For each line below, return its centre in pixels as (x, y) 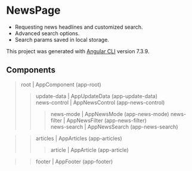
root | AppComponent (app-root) (61, 84)
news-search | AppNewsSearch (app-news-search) (114, 127)
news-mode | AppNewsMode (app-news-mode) (110, 114)
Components (31, 70)
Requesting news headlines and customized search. (79, 27)
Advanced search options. (47, 33)
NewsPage (33, 10)
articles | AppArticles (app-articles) (79, 138)
